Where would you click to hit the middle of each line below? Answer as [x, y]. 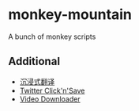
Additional [34, 61]
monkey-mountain [70, 15]
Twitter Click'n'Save [52, 90]
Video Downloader [50, 99]
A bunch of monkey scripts [52, 36]
